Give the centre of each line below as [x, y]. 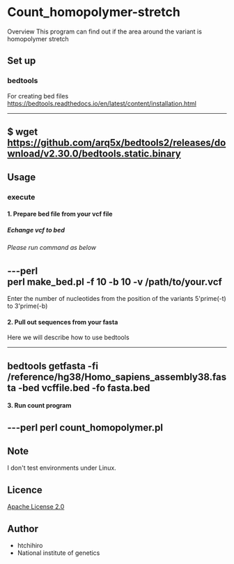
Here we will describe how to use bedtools [69, 337]
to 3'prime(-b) [28, 306]
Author [23, 529]
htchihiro [30, 545]
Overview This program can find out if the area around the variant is [104, 31]
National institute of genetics [58, 553]
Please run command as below [52, 247]
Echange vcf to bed [36, 230]
